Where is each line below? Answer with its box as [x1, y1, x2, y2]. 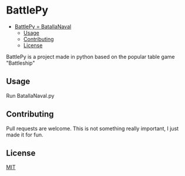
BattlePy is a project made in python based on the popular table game [6, 53, 175, 60]
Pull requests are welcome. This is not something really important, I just [6, 125, 179, 132]
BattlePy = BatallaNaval [14, 23, 72, 30]
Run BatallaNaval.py [6, 92, 55, 99]
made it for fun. [6, 131, 43, 138]
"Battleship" [6, 59, 35, 67]
